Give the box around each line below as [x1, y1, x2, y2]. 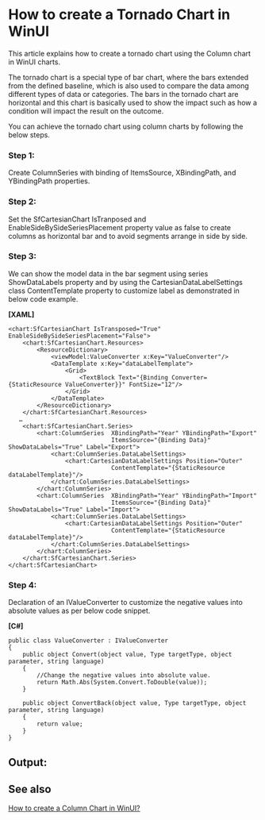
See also [8, 782, 52, 795]
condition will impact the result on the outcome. [8, 106, 164, 116]
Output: [8, 756, 48, 769]
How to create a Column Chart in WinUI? [8, 803, 140, 813]
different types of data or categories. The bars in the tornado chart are [8, 89, 239, 98]
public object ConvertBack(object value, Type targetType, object [22, 699, 247, 707]
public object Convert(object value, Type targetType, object [22, 651, 232, 659]
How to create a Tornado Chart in [8, 6, 231, 24]
